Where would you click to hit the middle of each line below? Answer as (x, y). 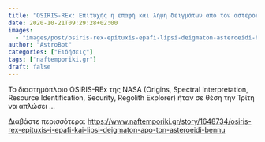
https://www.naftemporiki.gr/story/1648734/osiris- (169, 121)
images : (21, 30)
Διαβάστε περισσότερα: (47, 121)
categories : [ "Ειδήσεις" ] (50, 52)
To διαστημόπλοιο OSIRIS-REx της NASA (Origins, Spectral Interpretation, (128, 89)
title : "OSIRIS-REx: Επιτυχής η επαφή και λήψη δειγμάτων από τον (119, 15)
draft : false (30, 67)
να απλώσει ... (32, 106)
